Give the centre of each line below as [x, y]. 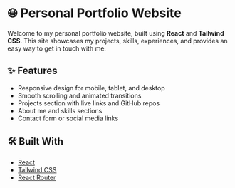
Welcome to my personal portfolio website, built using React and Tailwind [116, 33]
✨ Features [32, 71]
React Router [37, 177]
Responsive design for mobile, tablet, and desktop [91, 88]
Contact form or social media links [68, 118]
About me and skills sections [60, 110]
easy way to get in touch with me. [57, 48]
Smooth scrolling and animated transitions [79, 95]
